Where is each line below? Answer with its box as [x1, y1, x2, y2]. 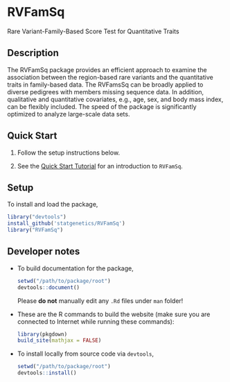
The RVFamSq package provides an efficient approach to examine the [7, 65, 207, 73]
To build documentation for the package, [17, 264, 134, 272]
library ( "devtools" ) [7, 214, 67, 220]
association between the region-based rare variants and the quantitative [7, 73, 213, 81]
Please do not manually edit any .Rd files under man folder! [17, 296, 184, 305]
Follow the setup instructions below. [17, 148, 120, 157]
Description [7, 47, 59, 59]
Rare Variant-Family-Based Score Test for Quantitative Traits [7, 27, 179, 35]
